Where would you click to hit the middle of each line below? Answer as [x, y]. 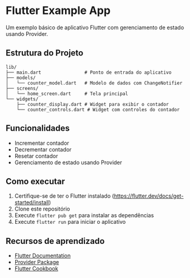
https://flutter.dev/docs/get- [149, 196]
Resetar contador [36, 156]
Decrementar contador [43, 149]
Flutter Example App [58, 11]
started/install [32, 203]
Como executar [35, 181]
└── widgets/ [22, 99]
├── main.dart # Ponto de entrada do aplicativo [89, 72]
